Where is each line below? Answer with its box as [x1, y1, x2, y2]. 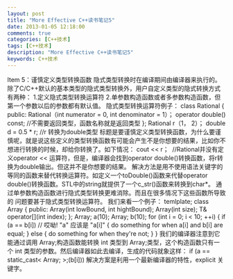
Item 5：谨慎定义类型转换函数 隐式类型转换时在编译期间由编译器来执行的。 [7, 75, 222, 83]
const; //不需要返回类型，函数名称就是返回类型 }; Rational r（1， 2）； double [7, 119, 226, 127]
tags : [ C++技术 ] [7, 42, 52, 49]
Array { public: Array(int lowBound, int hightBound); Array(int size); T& [7, 205, 207, 213]
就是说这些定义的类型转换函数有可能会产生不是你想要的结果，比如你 [25, 136, 220, 145]
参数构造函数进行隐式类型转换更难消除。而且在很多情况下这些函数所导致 [19, 189, 226, 197]
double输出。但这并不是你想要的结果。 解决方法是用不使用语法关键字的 [19, 162, 223, 170]
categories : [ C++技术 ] [7, 36, 71, 43]
